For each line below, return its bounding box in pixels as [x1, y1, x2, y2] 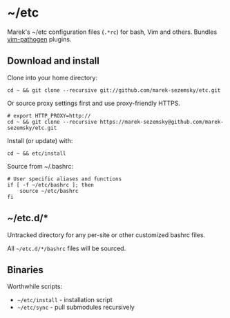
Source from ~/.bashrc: [7, 162, 74, 170]
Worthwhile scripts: [7, 282, 63, 291]
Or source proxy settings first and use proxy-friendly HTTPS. [7, 99, 181, 107]
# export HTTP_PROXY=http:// [7, 112, 91, 119]
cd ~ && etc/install [7, 150, 67, 157]
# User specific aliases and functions [7, 175, 122, 183]
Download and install [7, 55, 100, 67]
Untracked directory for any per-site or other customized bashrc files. [7, 230, 206, 239]
